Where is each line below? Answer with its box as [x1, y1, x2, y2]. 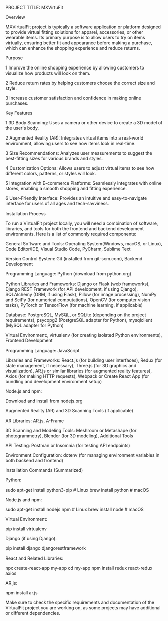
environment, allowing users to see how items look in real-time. [5, 141, 136, 146]
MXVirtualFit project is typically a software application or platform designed [5, 24, 161, 30]
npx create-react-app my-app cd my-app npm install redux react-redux [5, 565, 153, 571]
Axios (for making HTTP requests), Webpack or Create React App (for [5, 373, 149, 379]
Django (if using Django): [5, 536, 57, 541]
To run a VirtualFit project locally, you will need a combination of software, [5, 220, 158, 226]
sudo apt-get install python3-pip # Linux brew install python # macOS [5, 487, 149, 493]
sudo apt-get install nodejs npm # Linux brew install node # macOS [5, 506, 144, 512]
